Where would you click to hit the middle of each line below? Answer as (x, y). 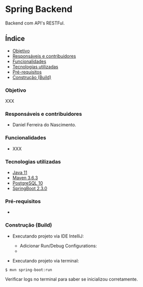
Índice (15, 39)
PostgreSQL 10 (28, 183)
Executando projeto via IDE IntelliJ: (48, 236)
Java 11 (20, 172)
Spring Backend (39, 9)
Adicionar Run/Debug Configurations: (58, 246)
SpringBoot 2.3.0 (30, 188)
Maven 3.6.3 (25, 178)
